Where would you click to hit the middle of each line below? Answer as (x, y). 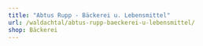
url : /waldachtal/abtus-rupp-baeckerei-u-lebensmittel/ (101, 23)
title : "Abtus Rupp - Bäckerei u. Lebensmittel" (89, 15)
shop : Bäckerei (33, 30)
